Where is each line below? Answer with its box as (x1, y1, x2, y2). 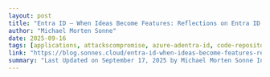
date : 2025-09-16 (8, 34, 67, 43)
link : (8, 49, 27, 57)
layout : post (8, 11, 52, 20)
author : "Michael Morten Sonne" (8, 26, 117, 34)
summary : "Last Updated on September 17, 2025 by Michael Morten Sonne (8, 57, 253, 65)
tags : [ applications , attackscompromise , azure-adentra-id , (8, 42, 215, 50)
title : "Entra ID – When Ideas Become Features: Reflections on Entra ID (8, 19, 261, 27)
